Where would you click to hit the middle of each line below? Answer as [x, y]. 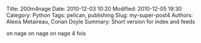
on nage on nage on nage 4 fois [46, 33]
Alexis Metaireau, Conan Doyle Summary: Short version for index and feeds [101, 21]
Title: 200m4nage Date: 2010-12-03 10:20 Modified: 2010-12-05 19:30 [94, 9]
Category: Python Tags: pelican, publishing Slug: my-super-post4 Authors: [100, 15]
